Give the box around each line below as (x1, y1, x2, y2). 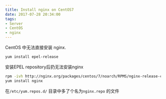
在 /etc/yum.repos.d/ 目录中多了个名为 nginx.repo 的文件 (5, 88, 120, 94)
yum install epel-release (5, 54, 58, 59)
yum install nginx (5, 78, 43, 83)
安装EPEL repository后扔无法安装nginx (5, 64, 83, 70)
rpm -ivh (5, 74, 23, 79)
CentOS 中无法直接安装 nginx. (5, 45, 66, 50)
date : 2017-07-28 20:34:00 (5, 12, 61, 17)
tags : (5, 16, 16, 21)
